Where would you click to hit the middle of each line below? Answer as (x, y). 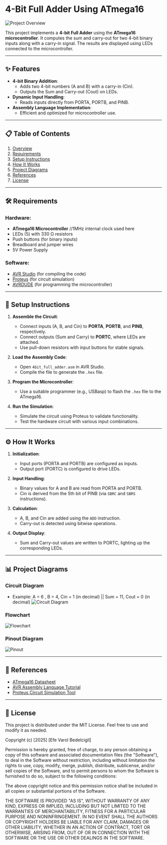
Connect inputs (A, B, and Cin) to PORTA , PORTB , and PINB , (82, 326)
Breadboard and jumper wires (43, 245)
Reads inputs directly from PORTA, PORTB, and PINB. (74, 102)
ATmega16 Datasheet (34, 682)
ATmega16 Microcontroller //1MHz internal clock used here (73, 229)
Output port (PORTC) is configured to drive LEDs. (70, 469)
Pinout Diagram (24, 639)
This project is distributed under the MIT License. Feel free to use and (77, 725)
